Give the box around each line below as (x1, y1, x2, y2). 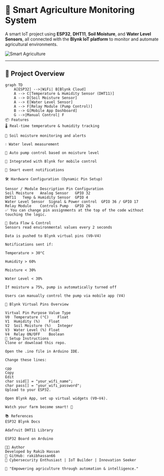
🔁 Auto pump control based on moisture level (5, 150, 99, 155)
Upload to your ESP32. (5, 387, 51, 392)
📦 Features (5, 117, 29, 122)
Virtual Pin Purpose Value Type (5, 310, 71, 315)
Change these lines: (5, 357, 47, 362)
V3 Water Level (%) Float (5, 327, 60, 332)
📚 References (5, 413, 33, 418)
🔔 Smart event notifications (5, 167, 64, 173)
